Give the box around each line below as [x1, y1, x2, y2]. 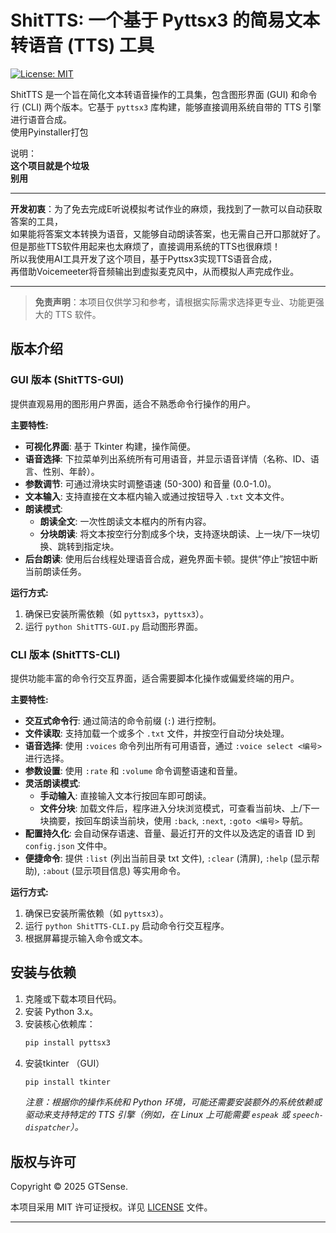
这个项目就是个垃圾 [10, 159, 90, 171]
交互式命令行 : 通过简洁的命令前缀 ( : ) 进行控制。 [24, 714, 222, 726]
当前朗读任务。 [24, 565, 87, 577]
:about [41, 866, 70, 876]
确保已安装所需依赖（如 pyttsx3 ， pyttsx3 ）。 [24, 607, 209, 620]
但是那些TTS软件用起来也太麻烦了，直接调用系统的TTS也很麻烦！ [10, 240, 282, 252]
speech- [291, 1111, 325, 1121]
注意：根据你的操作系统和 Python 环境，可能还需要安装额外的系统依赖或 [24, 1096, 323, 1108]
